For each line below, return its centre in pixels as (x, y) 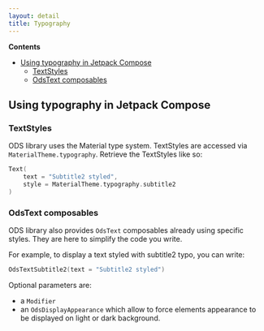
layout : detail (34, 16)
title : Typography (39, 24)
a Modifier (38, 300)
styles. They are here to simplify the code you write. (95, 239)
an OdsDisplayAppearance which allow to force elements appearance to (138, 309)
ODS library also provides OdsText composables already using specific (126, 230)
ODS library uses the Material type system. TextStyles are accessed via (128, 146)
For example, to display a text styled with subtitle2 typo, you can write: (127, 254)
